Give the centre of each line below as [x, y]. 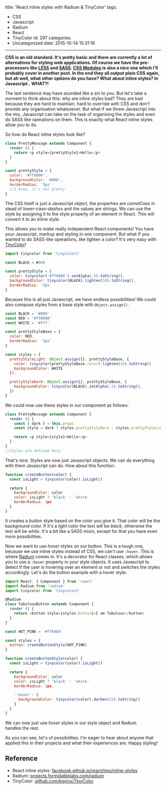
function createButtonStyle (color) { [44, 659]
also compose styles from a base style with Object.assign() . [67, 305]
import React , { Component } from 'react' [49, 581]
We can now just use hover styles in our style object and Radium [71, 723]
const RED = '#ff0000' [28, 318]
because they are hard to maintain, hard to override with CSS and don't [78, 104]
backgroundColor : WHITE [39, 368]
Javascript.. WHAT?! [27, 83]
